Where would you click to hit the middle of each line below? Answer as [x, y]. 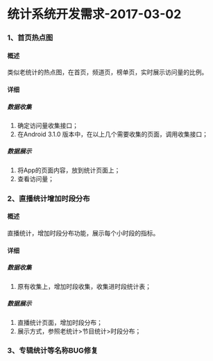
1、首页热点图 [30, 37]
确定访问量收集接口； [48, 125]
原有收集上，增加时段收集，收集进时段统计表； [84, 286]
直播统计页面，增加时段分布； [60, 322]
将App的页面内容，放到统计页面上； [69, 170]
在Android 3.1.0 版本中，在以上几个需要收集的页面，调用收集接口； [112, 134]
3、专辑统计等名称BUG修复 [53, 351]
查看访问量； [35, 178]
